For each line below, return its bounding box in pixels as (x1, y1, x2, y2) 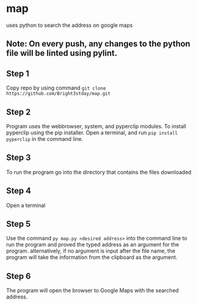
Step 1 (6, 68, 30, 79)
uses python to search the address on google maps (6, 21, 133, 29)
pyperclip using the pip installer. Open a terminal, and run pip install (6, 129, 178, 136)
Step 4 (6, 186, 32, 196)
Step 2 (6, 107, 31, 117)
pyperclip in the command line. (6, 135, 84, 142)
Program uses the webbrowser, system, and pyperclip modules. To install (6, 122, 186, 130)
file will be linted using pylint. (6, 48, 118, 58)
